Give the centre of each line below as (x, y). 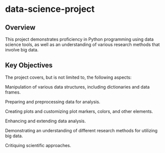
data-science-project (50, 9)
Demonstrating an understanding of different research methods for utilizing (81, 130)
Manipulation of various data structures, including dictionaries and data (78, 87)
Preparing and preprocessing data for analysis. (53, 102)
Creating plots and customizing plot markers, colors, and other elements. (79, 111)
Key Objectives (29, 65)
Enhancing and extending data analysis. (46, 121)
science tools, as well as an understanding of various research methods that (82, 45)
